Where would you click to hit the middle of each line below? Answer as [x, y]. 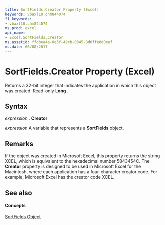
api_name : [15, 33]
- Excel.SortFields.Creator [34, 38]
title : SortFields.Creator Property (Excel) [52, 10]
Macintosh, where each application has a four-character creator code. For [81, 172]
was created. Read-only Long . [37, 91]
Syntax [16, 106]
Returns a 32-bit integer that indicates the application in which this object [81, 85]
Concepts [15, 206]
